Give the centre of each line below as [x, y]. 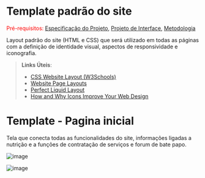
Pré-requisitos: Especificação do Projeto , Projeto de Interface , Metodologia [101, 28]
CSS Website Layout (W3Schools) [73, 76]
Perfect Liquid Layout [58, 89]
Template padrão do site [69, 11]
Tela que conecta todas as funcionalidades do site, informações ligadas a [99, 138]
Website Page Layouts [58, 83]
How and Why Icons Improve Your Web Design [89, 96]
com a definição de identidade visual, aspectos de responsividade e [92, 46]
